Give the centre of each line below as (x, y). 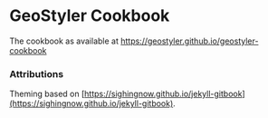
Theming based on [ (47, 94)
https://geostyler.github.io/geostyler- (190, 41)
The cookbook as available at (64, 41)
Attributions (37, 74)
